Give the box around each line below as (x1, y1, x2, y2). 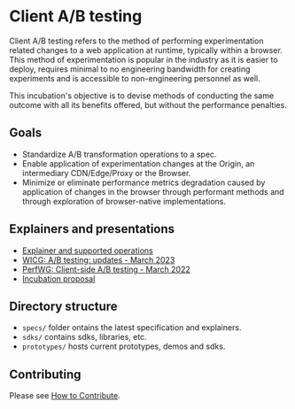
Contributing (9, 367, 82, 382)
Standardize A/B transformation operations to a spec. (21, 149, 217, 159)
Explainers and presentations (9, 221, 175, 236)
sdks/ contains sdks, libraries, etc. (21, 332, 148, 343)
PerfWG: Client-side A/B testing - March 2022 (21, 264, 190, 274)
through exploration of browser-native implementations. (21, 196, 226, 206)
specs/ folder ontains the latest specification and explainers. (21, 322, 242, 333)
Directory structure (9, 298, 118, 313)
